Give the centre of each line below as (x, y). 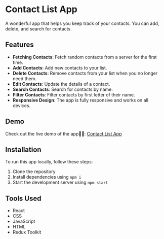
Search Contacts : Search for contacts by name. (63, 89)
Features (19, 45)
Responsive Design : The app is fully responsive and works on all (80, 100)
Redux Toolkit (27, 232)
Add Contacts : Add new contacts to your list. (60, 67)
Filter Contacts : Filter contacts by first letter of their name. (74, 94)
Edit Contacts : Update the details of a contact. (61, 84)
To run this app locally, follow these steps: (49, 162)
